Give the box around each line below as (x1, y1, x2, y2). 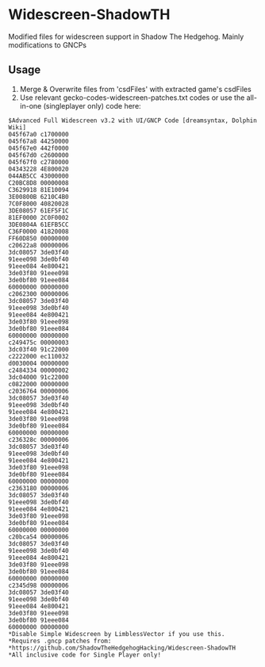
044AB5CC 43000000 (8, 172, 69, 180)
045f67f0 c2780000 (8, 158, 69, 166)
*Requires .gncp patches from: (8, 637, 112, 645)
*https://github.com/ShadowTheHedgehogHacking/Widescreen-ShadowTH (8, 644, 236, 652)
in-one (19, 101, 42, 110)
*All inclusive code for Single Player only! (8, 650, 161, 659)
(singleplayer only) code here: (43, 101, 141, 110)
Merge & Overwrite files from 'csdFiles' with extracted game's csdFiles (19, 84, 252, 94)
